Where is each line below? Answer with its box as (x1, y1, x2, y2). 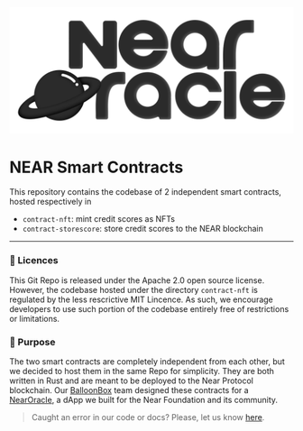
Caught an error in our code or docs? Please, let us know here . (31, 411, 265, 422)
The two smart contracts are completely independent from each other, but (9, 355, 286, 367)
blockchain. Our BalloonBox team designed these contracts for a (9, 384, 250, 395)
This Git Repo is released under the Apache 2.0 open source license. (9, 274, 265, 286)
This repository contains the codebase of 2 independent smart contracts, (9, 187, 282, 197)
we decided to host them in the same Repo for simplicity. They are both (9, 365, 275, 376)
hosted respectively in (9, 197, 92, 207)
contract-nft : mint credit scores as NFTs (22, 214, 176, 225)
